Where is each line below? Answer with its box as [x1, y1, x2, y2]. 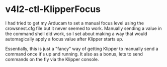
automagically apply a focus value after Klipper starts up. [5, 36, 124, 42]
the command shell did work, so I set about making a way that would [5, 30, 147, 36]
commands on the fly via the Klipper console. [5, 56, 99, 62]
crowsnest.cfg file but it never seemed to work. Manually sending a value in [5, 25, 162, 31]
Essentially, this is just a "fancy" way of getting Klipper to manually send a [5, 45, 158, 51]
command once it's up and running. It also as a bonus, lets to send [5, 51, 143, 57]
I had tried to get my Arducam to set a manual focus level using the [5, 20, 144, 26]
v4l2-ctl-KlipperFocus [5, 3, 101, 15]
